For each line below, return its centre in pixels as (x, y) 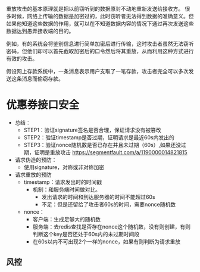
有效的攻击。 (22, 59)
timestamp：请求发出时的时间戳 (63, 182)
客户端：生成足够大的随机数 (67, 219)
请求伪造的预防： (36, 160)
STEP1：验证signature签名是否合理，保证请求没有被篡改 (93, 130)
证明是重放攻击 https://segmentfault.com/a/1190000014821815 (111, 152)
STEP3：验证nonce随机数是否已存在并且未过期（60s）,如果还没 (102, 145)
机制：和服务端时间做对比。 (67, 189)
